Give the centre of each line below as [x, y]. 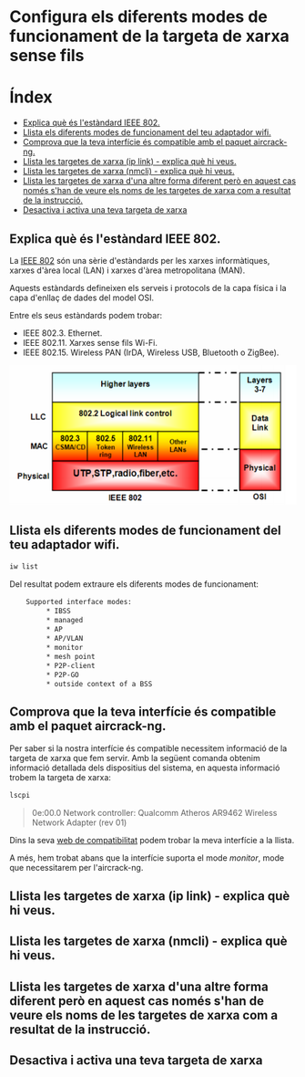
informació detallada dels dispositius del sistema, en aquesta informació [145, 768]
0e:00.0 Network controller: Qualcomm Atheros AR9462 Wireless [154, 812]
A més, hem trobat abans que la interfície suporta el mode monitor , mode [147, 857]
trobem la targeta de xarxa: [61, 777]
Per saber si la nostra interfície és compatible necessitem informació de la [148, 748]
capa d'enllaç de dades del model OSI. [82, 298]
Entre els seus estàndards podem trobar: [86, 315]
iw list [24, 567]
